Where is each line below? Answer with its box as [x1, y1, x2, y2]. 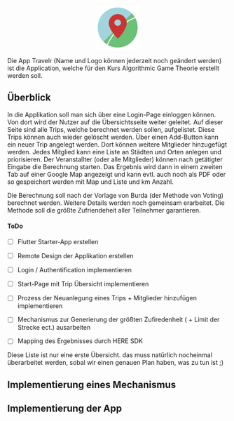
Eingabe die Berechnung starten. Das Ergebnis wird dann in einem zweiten [7, 162, 223, 171]
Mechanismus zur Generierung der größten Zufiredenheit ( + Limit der [17, 315, 220, 324]
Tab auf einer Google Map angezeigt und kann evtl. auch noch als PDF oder [7, 170, 226, 178]
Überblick [7, 92, 51, 104]
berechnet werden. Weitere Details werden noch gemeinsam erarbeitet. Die [7, 199, 226, 207]
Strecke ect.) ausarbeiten [17, 323, 91, 332]
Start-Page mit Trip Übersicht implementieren [17, 280, 149, 288]
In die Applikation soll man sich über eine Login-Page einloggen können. [7, 110, 216, 119]
